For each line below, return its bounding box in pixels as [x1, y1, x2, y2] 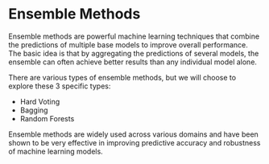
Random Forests [19, 113, 75, 123]
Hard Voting [19, 96, 60, 106]
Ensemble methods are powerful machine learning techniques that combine [8, 31, 260, 41]
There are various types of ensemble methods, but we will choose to [8, 72, 236, 82]
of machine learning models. [8, 146, 103, 156]
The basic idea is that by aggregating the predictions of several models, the [8, 48, 259, 58]
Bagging [19, 105, 48, 115]
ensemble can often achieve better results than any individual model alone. [8, 57, 258, 67]
